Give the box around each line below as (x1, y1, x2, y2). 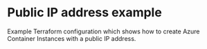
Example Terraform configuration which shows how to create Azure (7, 27, 200, 35)
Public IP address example (7, 5, 163, 20)
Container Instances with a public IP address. (7, 34, 136, 42)
